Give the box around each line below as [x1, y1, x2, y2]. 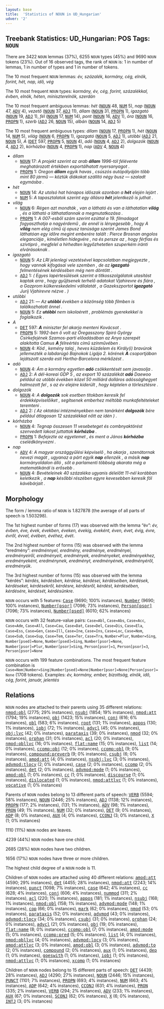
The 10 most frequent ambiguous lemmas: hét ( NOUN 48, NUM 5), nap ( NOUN [5, 103, 156, 109]
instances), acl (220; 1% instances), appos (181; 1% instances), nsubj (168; [5, 895, 159, 901]
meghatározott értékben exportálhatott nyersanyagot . [19, 163, 130, 169]
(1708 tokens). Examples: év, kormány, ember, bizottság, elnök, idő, [15, 672, 151, 677]
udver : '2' [5, 16, 28, 21]
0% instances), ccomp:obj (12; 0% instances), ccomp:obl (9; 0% [5, 745, 139, 751]
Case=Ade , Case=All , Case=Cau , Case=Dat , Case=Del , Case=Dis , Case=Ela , [5, 623, 144, 628]
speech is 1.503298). [5, 513, 48, 518]
